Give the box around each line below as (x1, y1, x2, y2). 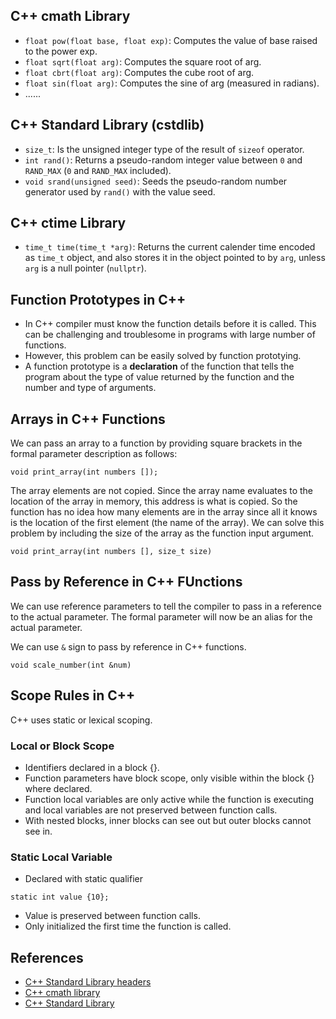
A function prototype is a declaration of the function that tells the (24, 360, 295, 373)
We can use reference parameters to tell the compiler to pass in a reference (10, 600, 322, 612)
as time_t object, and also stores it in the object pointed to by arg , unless (24, 252, 326, 264)
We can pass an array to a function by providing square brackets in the (10, 437, 303, 449)
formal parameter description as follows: (10, 448, 178, 460)
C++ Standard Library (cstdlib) (10, 117, 205, 134)
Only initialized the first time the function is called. (24, 920, 232, 933)
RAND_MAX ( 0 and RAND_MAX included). (24, 164, 172, 176)
